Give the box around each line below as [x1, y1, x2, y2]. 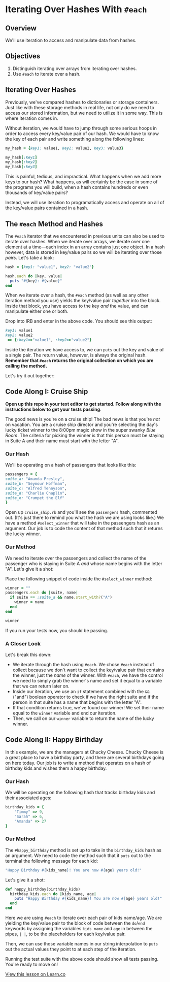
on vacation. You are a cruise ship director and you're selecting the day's [5, 421, 158, 428]
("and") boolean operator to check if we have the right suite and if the [12, 694, 159, 700]
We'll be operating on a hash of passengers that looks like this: [5, 462, 137, 468]
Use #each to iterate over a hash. [12, 71, 81, 77]
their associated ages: [5, 795, 52, 801]
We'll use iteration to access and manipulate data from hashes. [5, 37, 137, 43]
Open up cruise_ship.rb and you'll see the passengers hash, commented [5, 509, 157, 515]
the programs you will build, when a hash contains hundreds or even [5, 184, 149, 190]
